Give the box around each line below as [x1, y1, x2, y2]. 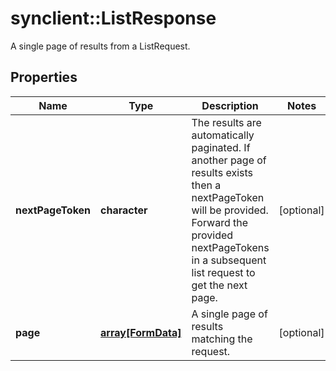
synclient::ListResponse [10, 7, 217, 30]
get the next [191, 278, 248, 292]
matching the [191, 332, 253, 346]
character [100, 203, 148, 217]
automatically [191, 128, 255, 142]
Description [201, 98, 259, 112]
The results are [191, 115, 262, 129]
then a [191, 178, 222, 192]
